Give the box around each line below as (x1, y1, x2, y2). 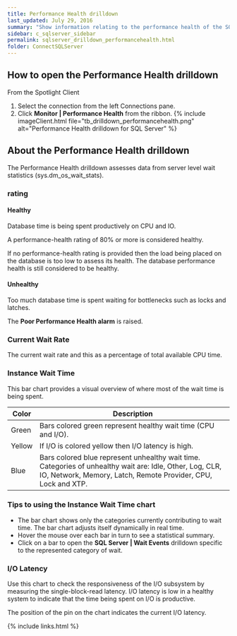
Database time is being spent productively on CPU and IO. (7, 222, 176, 230)
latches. (7, 303, 30, 311)
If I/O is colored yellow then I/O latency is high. (39, 440, 194, 450)
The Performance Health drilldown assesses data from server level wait (7, 163, 215, 172)
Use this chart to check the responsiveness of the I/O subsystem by (7, 580, 205, 588)
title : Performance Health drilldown (7, 10, 119, 18)
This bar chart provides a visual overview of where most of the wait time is (7, 384, 224, 392)
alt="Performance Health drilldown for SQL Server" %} (17, 124, 178, 133)
